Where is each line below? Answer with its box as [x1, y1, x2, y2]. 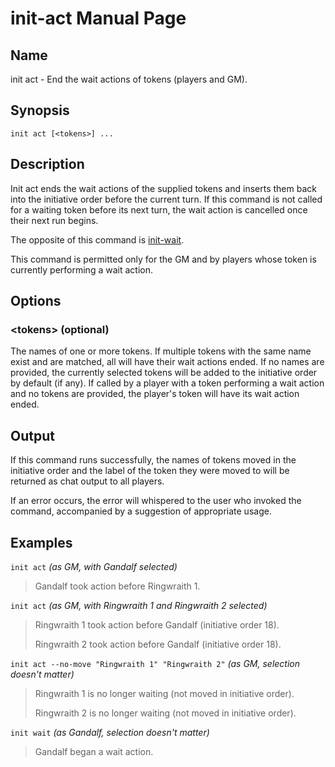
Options [10, 293, 62, 310]
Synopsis [10, 102, 70, 119]
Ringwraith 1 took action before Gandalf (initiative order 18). [34, 618, 280, 631]
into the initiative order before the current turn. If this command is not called [10, 193, 323, 205]
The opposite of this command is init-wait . [10, 233, 185, 246]
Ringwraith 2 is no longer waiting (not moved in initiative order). [34, 707, 297, 719]
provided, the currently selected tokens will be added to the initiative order [10, 367, 318, 379]
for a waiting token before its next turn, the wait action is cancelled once [10, 203, 308, 216]
